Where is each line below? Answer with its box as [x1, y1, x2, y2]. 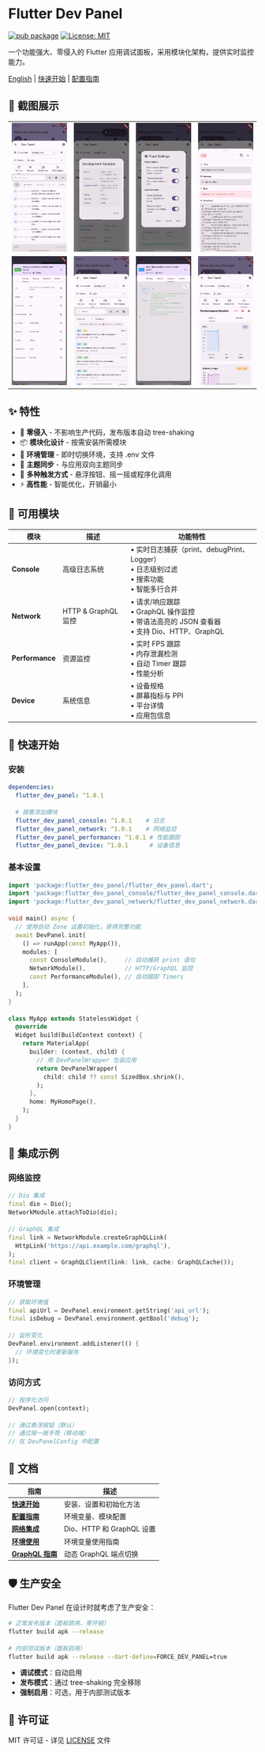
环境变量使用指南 [64, 1536, 120, 1546]
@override [15, 1023, 47, 1031]
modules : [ [22, 948, 58, 956]
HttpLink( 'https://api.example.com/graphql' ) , [15, 1241, 171, 1249]
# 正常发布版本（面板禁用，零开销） [8, 1619, 110, 1628]
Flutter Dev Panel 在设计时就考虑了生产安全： [8, 1603, 156, 1612]
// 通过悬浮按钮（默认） [8, 1421, 78, 1429]
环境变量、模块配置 [64, 1512, 127, 1521]
